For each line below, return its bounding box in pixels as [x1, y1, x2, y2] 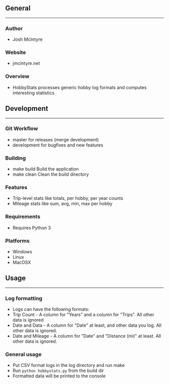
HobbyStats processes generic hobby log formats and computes [12, 84, 147, 90]
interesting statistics [12, 90, 55, 96]
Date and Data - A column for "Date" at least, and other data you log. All [12, 322, 162, 329]
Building [5, 155, 26, 162]
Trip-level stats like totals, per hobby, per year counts [12, 195, 123, 201]
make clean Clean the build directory [12, 171, 89, 178]
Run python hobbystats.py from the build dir [12, 367, 104, 374]
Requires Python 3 [12, 224, 51, 231]
